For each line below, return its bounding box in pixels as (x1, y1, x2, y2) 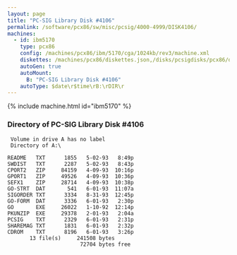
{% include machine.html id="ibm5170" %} (7, 102, 132, 110)
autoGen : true (20, 63, 61, 70)
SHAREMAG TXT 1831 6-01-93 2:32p (7, 222, 134, 230)
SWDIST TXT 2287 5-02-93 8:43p (7, 160, 134, 167)
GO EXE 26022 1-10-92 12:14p (7, 203, 134, 210)
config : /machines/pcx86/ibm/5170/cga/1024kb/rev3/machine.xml (20, 50, 210, 57)
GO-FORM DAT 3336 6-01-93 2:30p (7, 197, 134, 205)
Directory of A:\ (10, 142, 61, 149)
